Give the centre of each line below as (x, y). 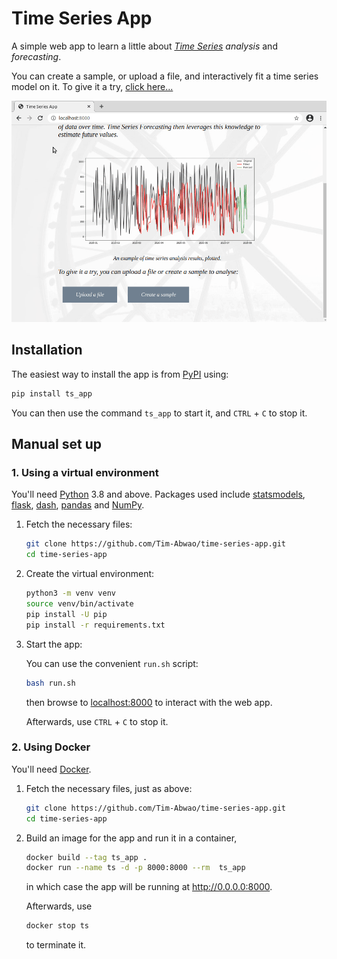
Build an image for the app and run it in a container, (131, 838)
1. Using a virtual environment (85, 473)
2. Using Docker (51, 747)
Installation (47, 350)
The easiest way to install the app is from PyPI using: (120, 374)
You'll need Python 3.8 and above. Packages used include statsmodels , (158, 494)
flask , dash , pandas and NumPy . (78, 505)
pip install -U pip (66, 614)
